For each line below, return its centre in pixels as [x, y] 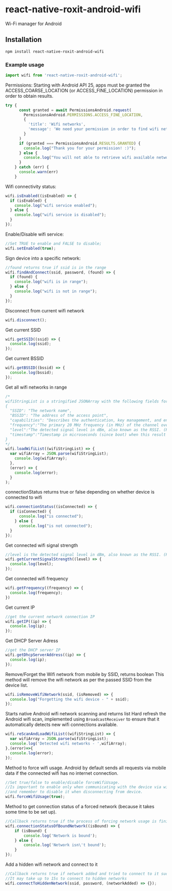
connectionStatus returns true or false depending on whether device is [80, 492]
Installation [24, 40]
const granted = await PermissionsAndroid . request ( [75, 110]
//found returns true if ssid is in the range [56, 267]
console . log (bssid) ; [32, 373]
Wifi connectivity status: [31, 186]
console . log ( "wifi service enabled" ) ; [56, 205]
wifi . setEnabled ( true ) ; [31, 248]
